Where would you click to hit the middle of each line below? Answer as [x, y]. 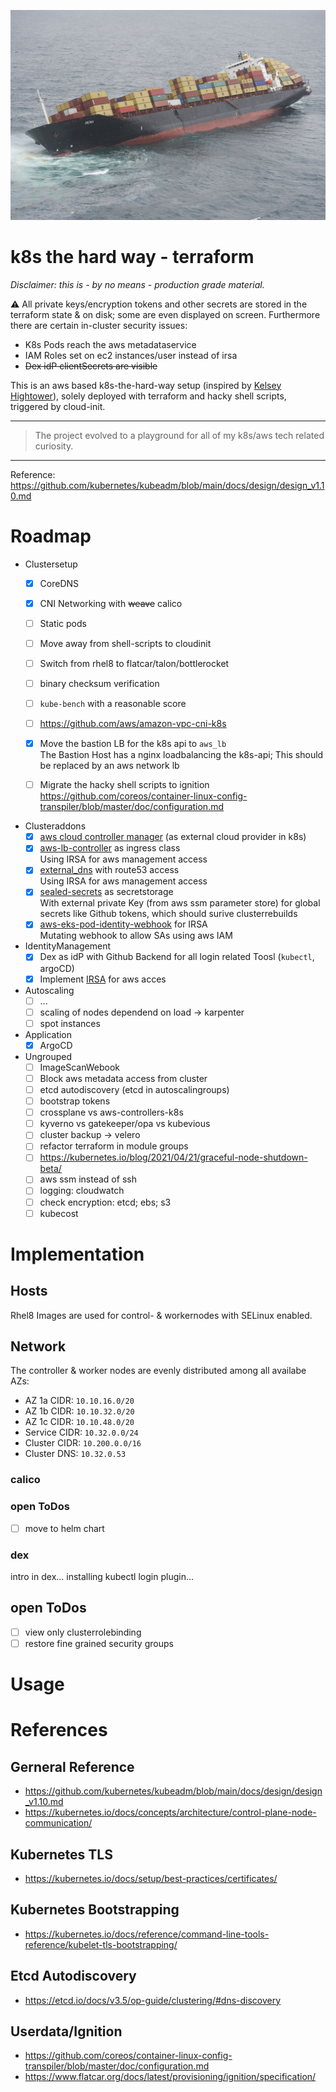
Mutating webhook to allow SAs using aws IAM [136, 936]
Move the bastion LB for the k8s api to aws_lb [133, 744]
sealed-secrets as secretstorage [106, 892]
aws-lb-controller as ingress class [110, 848]
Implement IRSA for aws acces [103, 979]
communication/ [58, 1823]
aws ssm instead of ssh [88, 1179]
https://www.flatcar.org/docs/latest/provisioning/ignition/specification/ [170, 2077]
